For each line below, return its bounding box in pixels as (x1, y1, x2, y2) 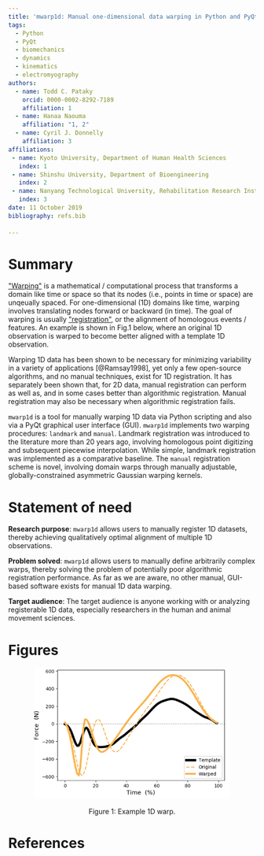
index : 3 (18, 195, 47, 204)
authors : (8, 79, 37, 87)
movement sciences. (8, 613, 76, 623)
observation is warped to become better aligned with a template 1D (8, 332, 225, 341)
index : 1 (18, 162, 47, 170)
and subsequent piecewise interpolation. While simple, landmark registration (8, 446, 256, 455)
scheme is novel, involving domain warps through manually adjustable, (8, 462, 237, 472)
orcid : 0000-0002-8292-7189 (22, 95, 114, 104)
